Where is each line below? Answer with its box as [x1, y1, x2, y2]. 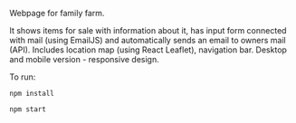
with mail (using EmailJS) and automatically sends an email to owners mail [9, 35, 287, 45]
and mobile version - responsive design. [9, 54, 160, 64]
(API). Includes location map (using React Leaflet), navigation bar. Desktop [9, 44, 288, 55]
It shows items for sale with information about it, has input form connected [9, 25, 287, 35]
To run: [9, 71, 36, 82]
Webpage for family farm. [9, 8, 105, 18]
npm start [9, 105, 47, 114]
